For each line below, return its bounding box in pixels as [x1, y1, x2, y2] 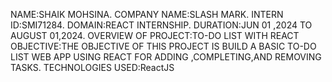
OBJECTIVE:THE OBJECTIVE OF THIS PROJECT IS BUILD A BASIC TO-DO [10, 40, 317, 52]
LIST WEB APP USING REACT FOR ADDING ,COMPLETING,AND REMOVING [10, 51, 322, 63]
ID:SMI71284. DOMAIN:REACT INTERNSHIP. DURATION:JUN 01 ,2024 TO [10, 19, 313, 31]
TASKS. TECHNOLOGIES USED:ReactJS [10, 62, 175, 73]
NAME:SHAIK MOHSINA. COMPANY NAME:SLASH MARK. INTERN [10, 9, 284, 20]
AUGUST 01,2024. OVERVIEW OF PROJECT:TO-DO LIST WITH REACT [10, 30, 300, 41]
